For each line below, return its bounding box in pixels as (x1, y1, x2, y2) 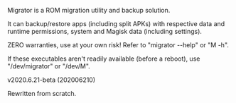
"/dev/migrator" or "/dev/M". (7, 62, 90, 70)
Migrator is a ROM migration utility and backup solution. (7, 6, 171, 14)
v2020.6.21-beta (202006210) (7, 75, 96, 84)
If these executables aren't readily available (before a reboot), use (7, 54, 200, 63)
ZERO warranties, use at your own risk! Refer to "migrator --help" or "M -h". (7, 41, 230, 49)
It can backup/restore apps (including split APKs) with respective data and (7, 20, 225, 28)
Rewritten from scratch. (7, 90, 77, 97)
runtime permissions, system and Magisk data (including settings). (7, 28, 203, 35)
